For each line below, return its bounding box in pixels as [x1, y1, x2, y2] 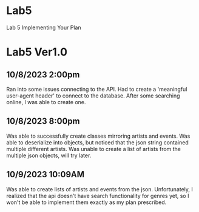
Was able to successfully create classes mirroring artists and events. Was [6, 132, 191, 140]
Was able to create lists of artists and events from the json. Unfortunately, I [6, 185, 193, 193]
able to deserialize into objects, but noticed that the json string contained [6, 138, 189, 146]
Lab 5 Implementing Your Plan [6, 24, 81, 31]
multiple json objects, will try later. [6, 152, 92, 159]
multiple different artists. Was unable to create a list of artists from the [6, 145, 181, 152]
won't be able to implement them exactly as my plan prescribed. [6, 199, 167, 206]
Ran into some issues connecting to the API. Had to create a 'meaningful [6, 85, 187, 93]
